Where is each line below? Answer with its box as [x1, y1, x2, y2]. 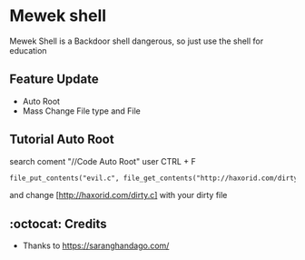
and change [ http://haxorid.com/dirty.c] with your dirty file [9, 190, 228, 201]
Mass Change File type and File [22, 105, 141, 116]
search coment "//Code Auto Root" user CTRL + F [9, 155, 197, 166]
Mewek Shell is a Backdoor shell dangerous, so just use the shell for [9, 35, 264, 46]
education [9, 45, 47, 55]
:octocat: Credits [9, 215, 107, 232]
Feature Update [9, 72, 99, 87]
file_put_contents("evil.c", [9, 174, 120, 183]
